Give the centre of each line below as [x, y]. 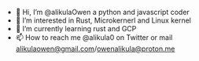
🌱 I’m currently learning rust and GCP [76, 29]
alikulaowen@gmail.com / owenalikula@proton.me [95, 48]
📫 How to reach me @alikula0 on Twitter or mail [94, 38]
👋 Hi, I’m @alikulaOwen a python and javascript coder [103, 12]
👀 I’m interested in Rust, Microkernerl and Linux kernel [103, 20]
